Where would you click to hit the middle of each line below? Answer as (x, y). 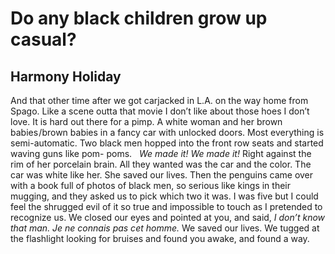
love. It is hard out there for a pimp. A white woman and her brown (146, 121)
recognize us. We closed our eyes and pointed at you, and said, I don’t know (168, 217)
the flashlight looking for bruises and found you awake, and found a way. (160, 238)
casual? (43, 39)
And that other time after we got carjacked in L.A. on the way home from (159, 100)
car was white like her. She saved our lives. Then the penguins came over (162, 175)
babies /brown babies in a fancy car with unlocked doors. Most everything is (167, 132)
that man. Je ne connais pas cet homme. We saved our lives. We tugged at (165, 228)
